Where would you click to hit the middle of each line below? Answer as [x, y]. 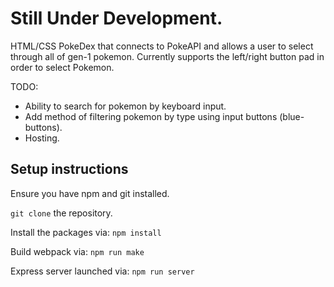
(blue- [292, 116]
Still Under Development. [116, 18]
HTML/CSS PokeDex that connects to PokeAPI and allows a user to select [162, 46]
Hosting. [42, 138]
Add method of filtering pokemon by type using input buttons [151, 116]
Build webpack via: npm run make [77, 251]
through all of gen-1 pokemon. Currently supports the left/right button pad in [167, 56]
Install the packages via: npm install [86, 232]
